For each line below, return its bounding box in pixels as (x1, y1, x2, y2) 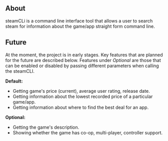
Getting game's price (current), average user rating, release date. (12, 88, 150, 94)
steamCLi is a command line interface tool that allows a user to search (5, 17, 153, 24)
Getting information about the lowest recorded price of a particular (12, 93, 153, 99)
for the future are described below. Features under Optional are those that (5, 57, 161, 63)
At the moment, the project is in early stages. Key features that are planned (5, 51, 163, 58)
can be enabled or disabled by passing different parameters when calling (5, 63, 159, 69)
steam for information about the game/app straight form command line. (5, 23, 155, 29)
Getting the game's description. (12, 124, 80, 130)
